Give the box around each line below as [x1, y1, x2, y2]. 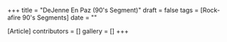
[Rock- [200, 6, 221, 14]
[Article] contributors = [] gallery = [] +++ [7, 27, 130, 35]
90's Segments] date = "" [22, 13, 97, 22]
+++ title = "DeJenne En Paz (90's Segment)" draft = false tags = [7, 6, 199, 14]
